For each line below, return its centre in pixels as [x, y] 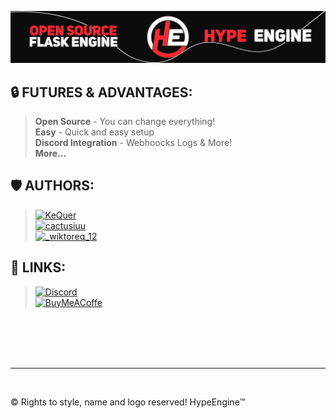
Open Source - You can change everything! [125, 121]
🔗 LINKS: [38, 267]
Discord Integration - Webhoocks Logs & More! [133, 142]
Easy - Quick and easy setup [94, 132]
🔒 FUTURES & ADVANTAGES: [101, 92]
